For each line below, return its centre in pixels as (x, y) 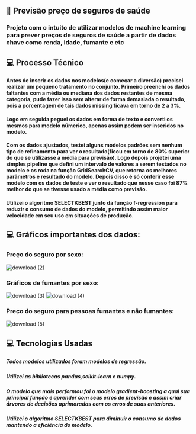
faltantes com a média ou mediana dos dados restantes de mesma (89, 93)
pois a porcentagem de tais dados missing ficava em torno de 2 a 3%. (94, 106)
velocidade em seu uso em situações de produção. (70, 216)
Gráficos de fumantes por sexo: (52, 283)
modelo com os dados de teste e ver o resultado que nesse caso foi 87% (97, 183)
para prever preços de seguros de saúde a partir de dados (91, 35)
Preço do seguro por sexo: (45, 255)
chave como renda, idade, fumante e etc (65, 43)
